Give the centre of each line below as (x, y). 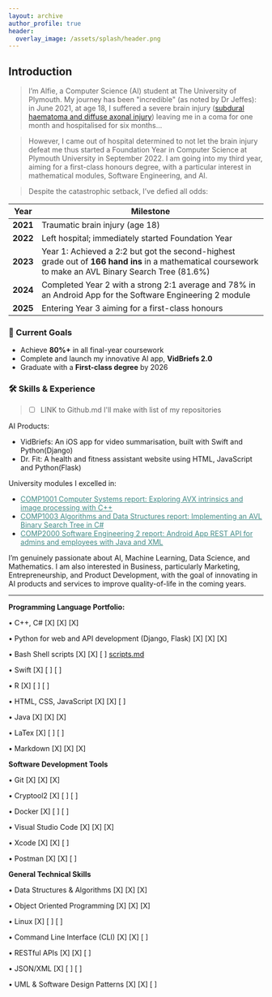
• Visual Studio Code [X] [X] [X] (62, 827)
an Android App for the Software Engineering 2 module (146, 295)
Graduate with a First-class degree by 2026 (94, 367)
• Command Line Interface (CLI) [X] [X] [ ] (78, 937)
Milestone (151, 212)
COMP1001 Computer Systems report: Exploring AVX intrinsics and (132, 499)
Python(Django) (46, 450)
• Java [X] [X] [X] (38, 717)
